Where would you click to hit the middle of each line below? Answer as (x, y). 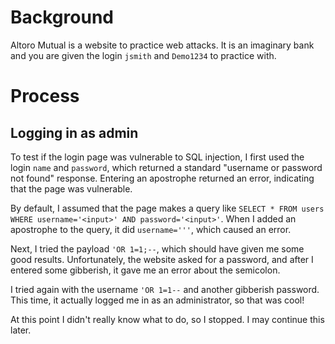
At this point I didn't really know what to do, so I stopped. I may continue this (167, 319)
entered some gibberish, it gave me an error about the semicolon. (145, 270)
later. (21, 330)
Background (62, 17)
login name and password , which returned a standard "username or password (166, 167)
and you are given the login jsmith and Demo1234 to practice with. (143, 55)
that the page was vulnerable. (71, 188)
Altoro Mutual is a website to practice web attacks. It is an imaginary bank (162, 45)
